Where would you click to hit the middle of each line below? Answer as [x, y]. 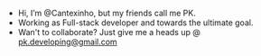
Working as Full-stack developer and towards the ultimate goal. [135, 23]
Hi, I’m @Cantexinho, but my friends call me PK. [107, 13]
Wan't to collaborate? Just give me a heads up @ [109, 32]
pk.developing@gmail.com [67, 42]
